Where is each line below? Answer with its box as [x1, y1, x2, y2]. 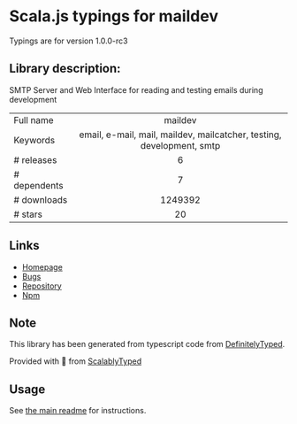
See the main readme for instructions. [9, 405, 147, 416]
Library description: [9, 61, 121, 76]
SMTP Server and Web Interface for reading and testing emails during [9, 84, 263, 95]
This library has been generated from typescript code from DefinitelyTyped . [9, 339, 286, 350]
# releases [13, 153, 57, 166]
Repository [21, 281, 62, 291]
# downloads [13, 193, 68, 205]
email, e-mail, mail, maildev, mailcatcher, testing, [79, 128, 282, 141]
